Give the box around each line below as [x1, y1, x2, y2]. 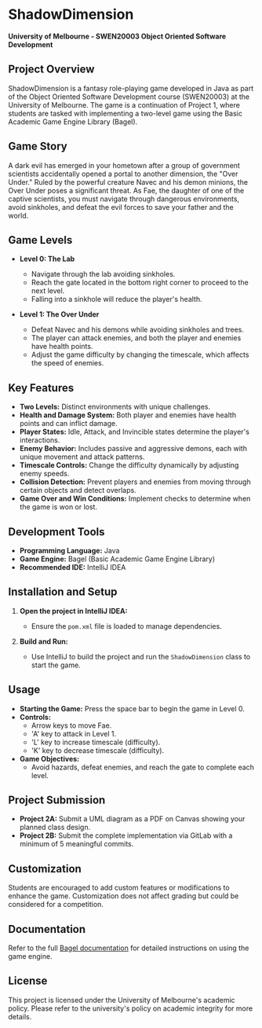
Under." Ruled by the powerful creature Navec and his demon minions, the [8, 177, 249, 186]
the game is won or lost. [19, 502, 98, 512]
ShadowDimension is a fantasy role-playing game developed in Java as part [8, 83, 254, 93]
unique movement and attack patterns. [19, 452, 145, 461]
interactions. [19, 435, 60, 445]
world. [8, 211, 29, 220]
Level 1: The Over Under [19, 310, 100, 319]
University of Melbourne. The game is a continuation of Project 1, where [8, 100, 241, 109]
